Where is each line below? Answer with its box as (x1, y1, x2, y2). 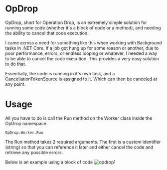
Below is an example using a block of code (5, 159, 93, 165)
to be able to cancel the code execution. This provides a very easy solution (5, 55, 160, 61)
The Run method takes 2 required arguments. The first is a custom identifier (5, 139, 161, 145)
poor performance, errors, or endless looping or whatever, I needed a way (5, 50, 158, 56)
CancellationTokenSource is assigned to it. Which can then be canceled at (5, 76, 158, 82)
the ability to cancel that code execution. (5, 30, 89, 36)
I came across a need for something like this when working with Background (5, 39, 162, 45)
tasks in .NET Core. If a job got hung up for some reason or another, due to (5, 45, 159, 51)
